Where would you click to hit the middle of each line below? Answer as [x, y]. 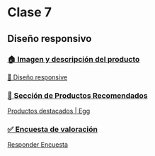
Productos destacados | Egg [49, 111]
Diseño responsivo [50, 39]
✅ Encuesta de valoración [52, 130]
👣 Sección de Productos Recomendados [77, 95]
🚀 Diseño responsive [38, 77]
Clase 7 [29, 12]
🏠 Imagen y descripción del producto [74, 59]
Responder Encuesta [38, 145]
